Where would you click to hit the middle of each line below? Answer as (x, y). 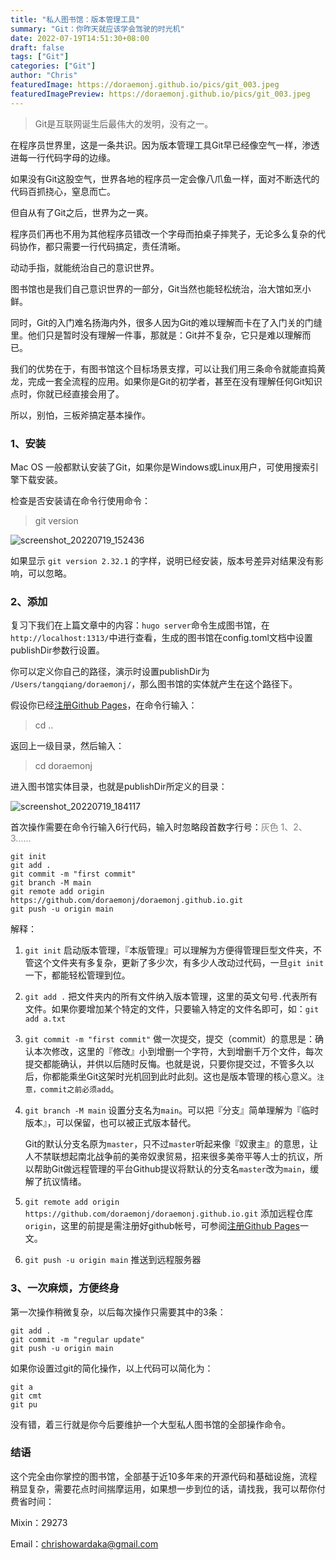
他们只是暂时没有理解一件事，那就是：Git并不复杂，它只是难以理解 (165, 335)
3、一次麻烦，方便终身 (65, 1288)
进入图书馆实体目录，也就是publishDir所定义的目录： (119, 787)
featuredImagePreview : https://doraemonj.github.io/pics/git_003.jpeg (160, 94)
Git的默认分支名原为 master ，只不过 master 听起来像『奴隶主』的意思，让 (171, 1144)
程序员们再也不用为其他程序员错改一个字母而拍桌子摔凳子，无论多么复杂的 (163, 233)
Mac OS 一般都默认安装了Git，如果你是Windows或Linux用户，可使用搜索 (160, 467)
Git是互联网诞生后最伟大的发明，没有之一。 (124, 123)
